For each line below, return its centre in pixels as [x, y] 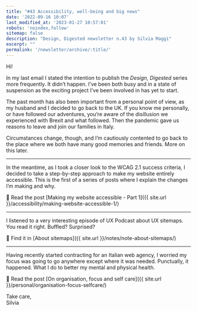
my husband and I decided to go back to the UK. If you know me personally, [98, 108]
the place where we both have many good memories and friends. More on [96, 144]
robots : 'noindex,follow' [38, 28]
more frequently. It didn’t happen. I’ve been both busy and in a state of [91, 84]
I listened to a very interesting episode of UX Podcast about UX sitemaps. [95, 220]
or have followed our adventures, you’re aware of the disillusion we [87, 114]
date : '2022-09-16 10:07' [38, 17]
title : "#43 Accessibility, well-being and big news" [73, 11]
